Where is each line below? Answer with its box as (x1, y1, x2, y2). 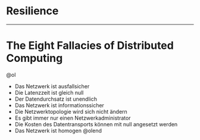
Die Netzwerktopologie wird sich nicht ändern (14, 108, 128, 115)
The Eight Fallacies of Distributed (6, 39, 174, 52)
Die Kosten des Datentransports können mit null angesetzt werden (14, 120, 178, 127)
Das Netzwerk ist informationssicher (14, 101, 104, 108)
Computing (6, 52, 63, 65)
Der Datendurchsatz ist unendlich (14, 95, 97, 102)
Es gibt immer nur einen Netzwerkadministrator (14, 114, 131, 122)
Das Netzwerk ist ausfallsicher (14, 82, 90, 90)
